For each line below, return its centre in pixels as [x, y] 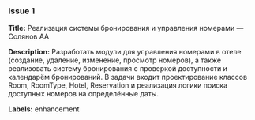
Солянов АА [29, 36]
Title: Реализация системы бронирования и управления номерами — [126, 28]
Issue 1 [22, 11]
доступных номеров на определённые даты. [84, 94]
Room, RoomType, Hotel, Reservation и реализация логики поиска [118, 85]
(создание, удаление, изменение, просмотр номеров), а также [115, 60]
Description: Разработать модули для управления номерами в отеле [125, 52]
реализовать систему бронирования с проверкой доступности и [118, 69]
